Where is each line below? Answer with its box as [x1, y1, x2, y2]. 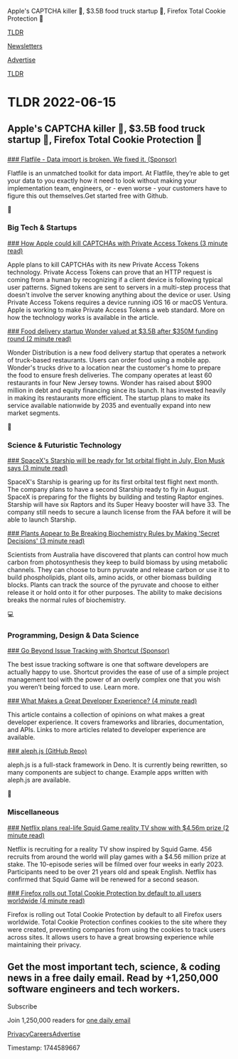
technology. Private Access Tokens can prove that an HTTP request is [7, 267, 212, 276]
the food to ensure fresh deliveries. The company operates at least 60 [7, 370, 212, 380]
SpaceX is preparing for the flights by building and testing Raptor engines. [7, 493, 224, 501]
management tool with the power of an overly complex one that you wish [7, 675, 221, 684]
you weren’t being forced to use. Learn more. [7, 683, 140, 692]
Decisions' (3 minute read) [7, 537, 85, 545]
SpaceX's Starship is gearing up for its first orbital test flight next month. [7, 478, 219, 486]
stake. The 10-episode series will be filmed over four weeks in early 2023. [7, 860, 224, 869]
